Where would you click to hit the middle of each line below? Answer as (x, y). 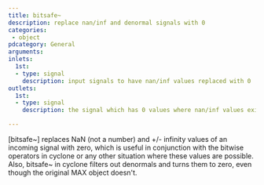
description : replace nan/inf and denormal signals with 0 (107, 23)
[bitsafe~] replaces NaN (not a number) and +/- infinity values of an (118, 139)
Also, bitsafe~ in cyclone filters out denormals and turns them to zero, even (130, 164)
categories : (27, 30)
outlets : (22, 88)
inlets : (21, 60)
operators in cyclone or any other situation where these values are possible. (131, 156)
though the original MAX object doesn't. (73, 172)
